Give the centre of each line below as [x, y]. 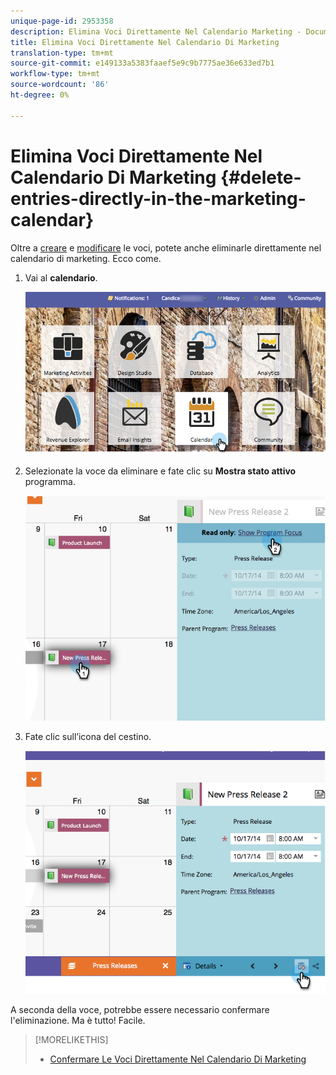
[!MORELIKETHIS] [71, 1040]
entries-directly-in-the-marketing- [158, 198]
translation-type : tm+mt [62, 53]
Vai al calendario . [61, 277]
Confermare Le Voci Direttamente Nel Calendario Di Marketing [178, 1059]
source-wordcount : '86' [60, 85]
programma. [50, 482]
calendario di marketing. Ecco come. [86, 258]
